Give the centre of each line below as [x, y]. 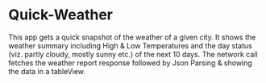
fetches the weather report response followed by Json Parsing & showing [130, 63]
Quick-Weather [61, 15]
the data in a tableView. [47, 71]
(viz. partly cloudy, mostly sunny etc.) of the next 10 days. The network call [133, 54]
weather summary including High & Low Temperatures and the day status [130, 45]
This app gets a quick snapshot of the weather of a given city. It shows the [132, 37]
